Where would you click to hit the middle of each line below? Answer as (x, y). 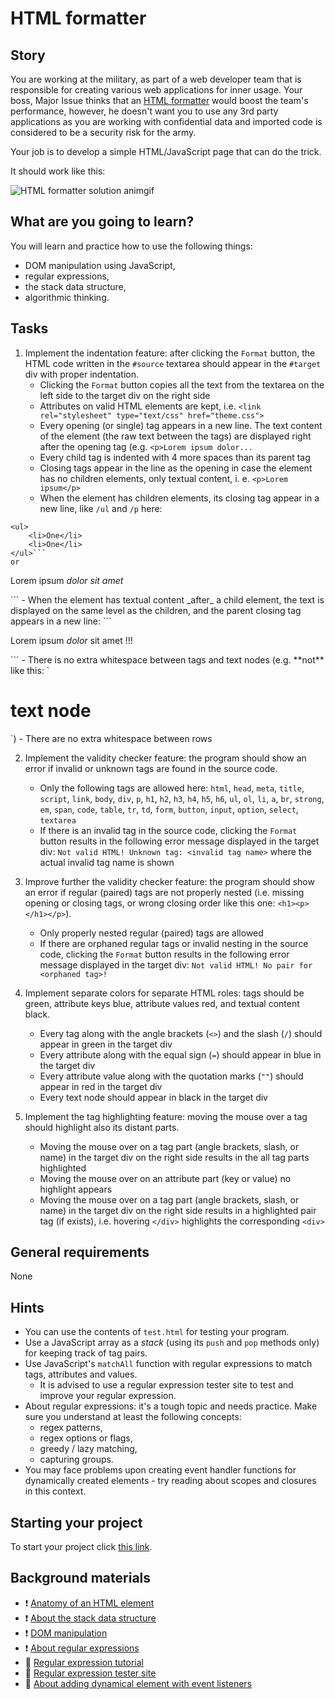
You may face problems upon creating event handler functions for (160, 1470)
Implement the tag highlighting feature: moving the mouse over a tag (166, 1116)
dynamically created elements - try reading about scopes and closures (170, 1481)
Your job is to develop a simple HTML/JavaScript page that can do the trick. (166, 151)
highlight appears (76, 1189)
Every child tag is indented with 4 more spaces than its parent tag (175, 457)
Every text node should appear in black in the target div (153, 1097)
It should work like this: (58, 171)
